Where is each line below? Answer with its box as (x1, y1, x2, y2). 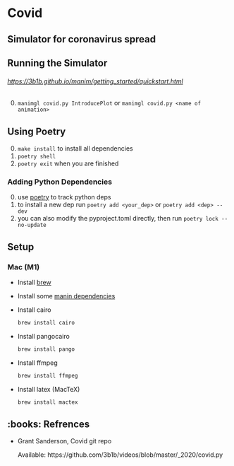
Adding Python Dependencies (7, 177, 113, 187)
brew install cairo (17, 319, 75, 326)
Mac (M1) (7, 262, 40, 272)
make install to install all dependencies (17, 144, 133, 153)
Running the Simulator (7, 57, 108, 69)
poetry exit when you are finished (17, 159, 119, 168)
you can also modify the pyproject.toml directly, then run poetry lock (17, 214, 218, 223)
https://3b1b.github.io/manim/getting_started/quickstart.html (7, 76, 183, 86)
